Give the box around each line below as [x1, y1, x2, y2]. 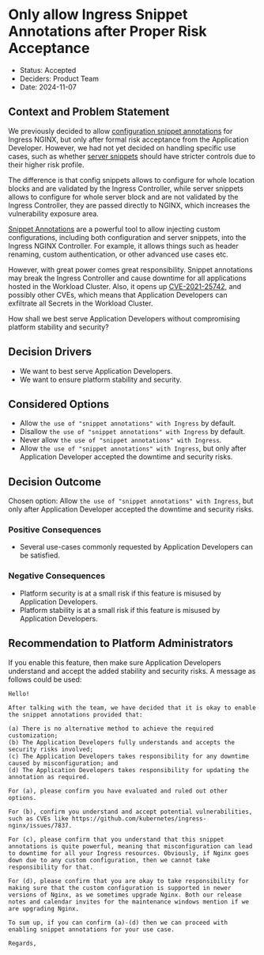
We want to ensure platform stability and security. [19, 375, 182, 384]
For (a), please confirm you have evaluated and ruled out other [8, 786, 228, 795]
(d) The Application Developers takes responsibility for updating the [8, 766, 249, 774]
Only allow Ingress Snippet [8, 6, 188, 24]
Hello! [8, 690, 30, 698]
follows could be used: [8, 675, 82, 684]
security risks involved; [8, 745, 93, 753]
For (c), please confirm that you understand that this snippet [8, 835, 224, 843]
